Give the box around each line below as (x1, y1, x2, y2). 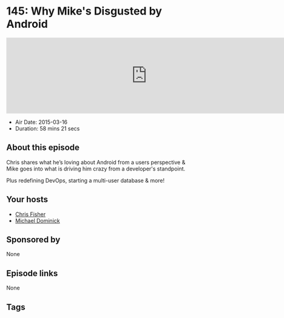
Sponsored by (6, 234, 61, 245)
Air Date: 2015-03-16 (15, 118, 68, 126)
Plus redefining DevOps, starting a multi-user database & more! (6, 177, 165, 184)
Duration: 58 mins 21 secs (15, 124, 80, 132)
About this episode (6, 143, 80, 153)
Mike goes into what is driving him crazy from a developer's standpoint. (6, 165, 186, 172)
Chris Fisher (15, 211, 46, 218)
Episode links (6, 268, 58, 279)
